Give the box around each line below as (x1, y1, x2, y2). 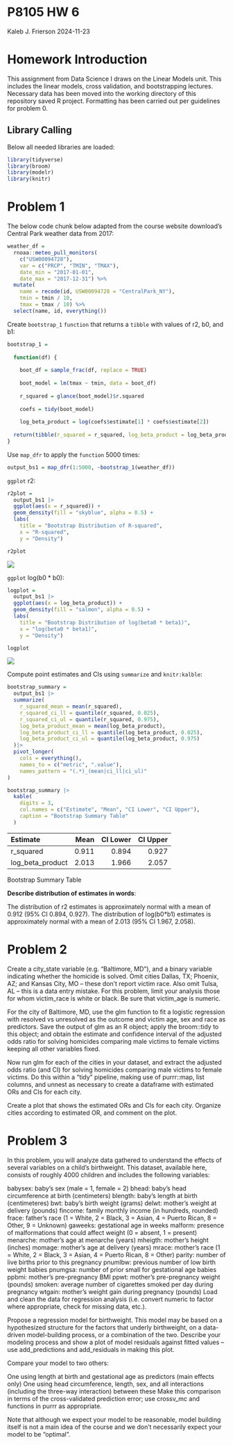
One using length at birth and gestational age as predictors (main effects (7, 1372, 215, 1380)
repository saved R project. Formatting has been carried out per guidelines (7, 97, 221, 105)
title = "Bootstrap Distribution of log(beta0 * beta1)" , (19, 619, 191, 626)
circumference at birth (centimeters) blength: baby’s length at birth (7, 1191, 198, 1200)
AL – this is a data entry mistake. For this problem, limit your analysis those (7, 987, 221, 995)
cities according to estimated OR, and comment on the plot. (7, 1108, 178, 1117)
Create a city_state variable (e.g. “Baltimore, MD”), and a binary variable (7, 964, 213, 973)
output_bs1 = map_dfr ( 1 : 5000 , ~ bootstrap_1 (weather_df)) (7, 464, 175, 471)
